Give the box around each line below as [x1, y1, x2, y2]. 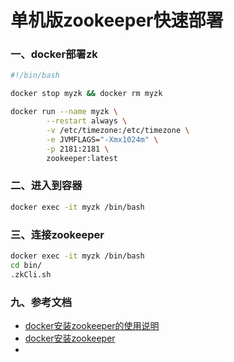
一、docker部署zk [10, 47, 98, 61]
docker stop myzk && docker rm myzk [10, 89, 163, 99]
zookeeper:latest [46, 153, 118, 163]
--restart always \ [46, 116, 128, 126]
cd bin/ [10, 260, 43, 270]
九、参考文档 [10, 295, 73, 309]
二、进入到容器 [10, 179, 83, 193]
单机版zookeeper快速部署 [10, 9, 224, 32]
